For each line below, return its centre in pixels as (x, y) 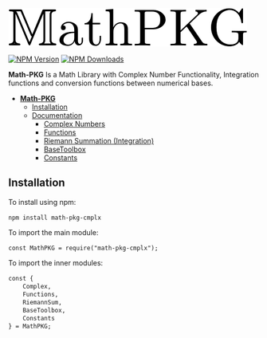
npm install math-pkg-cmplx (55, 218)
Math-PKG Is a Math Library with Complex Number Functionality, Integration (133, 75)
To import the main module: (53, 232)
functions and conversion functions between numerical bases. (111, 83)
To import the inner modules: (56, 262)
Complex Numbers (75, 124)
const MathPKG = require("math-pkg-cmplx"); (83, 248)
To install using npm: (42, 202)
